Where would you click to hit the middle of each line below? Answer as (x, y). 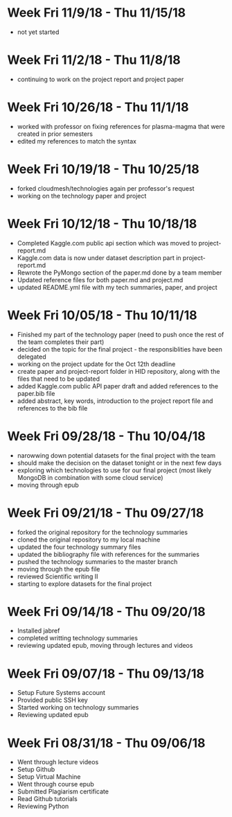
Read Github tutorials (47, 799)
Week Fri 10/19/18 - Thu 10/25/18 (103, 169)
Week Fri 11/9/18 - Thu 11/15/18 (97, 13)
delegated (32, 356)
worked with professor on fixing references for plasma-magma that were (121, 126)
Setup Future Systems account (61, 693)
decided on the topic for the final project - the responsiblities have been (120, 349)
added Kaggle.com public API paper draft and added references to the (118, 386)
